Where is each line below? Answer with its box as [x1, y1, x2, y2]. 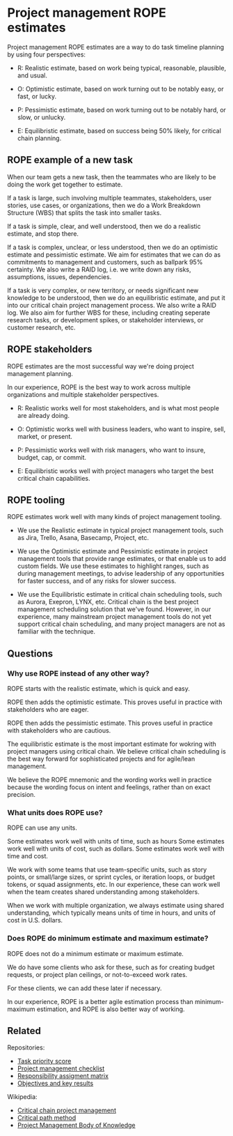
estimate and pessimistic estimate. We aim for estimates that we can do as [7, 250, 221, 259]
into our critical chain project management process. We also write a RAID [7, 301, 217, 309]
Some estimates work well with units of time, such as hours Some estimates [7, 837, 225, 846]
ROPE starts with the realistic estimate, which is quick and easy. [7, 685, 190, 693]
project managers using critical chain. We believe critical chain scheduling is [7, 747, 226, 756]
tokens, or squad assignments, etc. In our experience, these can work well [7, 881, 220, 889]
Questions [7, 648, 54, 659]
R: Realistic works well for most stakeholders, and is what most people [17, 403, 220, 412]
